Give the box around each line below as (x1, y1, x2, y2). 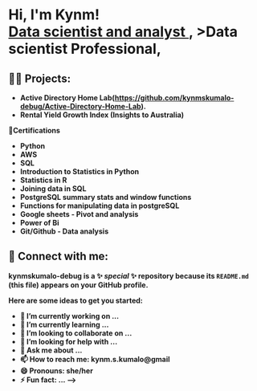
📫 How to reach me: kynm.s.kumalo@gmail (19, 354, 170, 364)
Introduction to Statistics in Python (19, 167, 140, 176)
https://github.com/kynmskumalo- (114, 93, 235, 102)
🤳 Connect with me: (8, 250, 108, 263)
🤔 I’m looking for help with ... (19, 336, 118, 346)
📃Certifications (8, 126, 60, 135)
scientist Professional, (8, 40, 162, 58)
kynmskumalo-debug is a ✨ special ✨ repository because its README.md (8, 271, 249, 280)
